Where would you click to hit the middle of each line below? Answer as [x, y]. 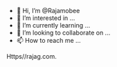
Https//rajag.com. [31, 56]
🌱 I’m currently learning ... [53, 25]
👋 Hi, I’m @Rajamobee [48, 11]
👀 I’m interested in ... [46, 18]
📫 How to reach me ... [48, 40]
